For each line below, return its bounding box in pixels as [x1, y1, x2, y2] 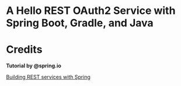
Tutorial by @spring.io [6, 62, 61, 69]
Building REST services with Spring [6, 74, 90, 81]
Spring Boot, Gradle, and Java [6, 16, 154, 30]
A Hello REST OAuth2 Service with [6, 4, 176, 17]
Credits [6, 43, 43, 56]
